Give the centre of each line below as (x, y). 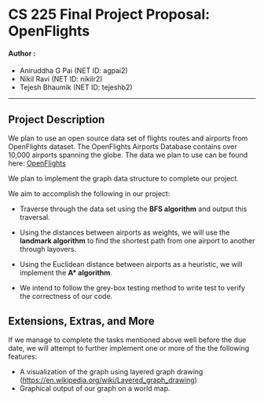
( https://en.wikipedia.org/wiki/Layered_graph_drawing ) (108, 380)
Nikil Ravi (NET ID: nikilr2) (61, 79)
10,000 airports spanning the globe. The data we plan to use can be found (128, 155)
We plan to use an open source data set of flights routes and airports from (128, 138)
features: (23, 357)
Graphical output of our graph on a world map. (95, 388)
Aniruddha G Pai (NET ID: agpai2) (73, 71)
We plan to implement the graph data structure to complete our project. (123, 179)
